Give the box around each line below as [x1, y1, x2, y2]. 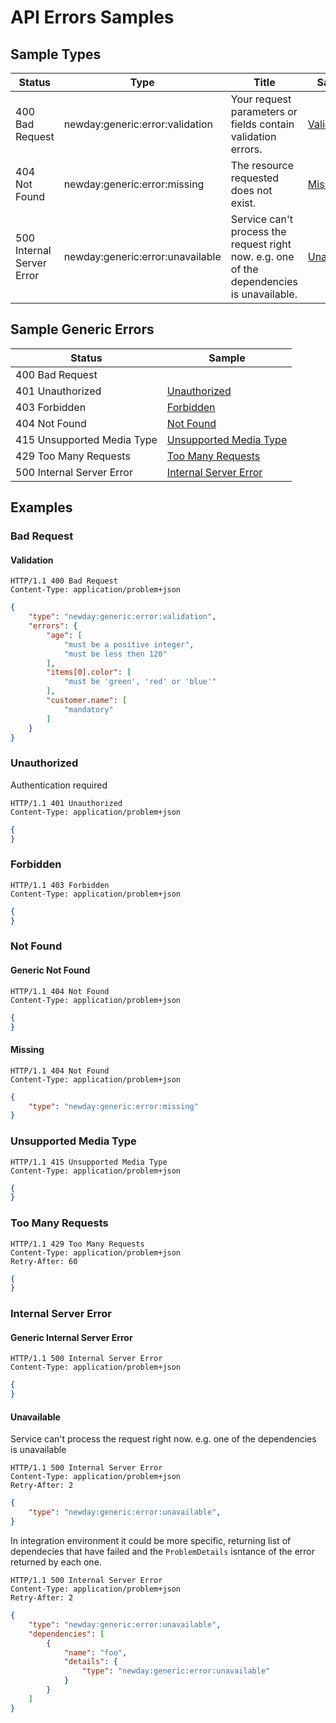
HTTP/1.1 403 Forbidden [10, 880, 110, 890]
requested [230, 171, 280, 185]
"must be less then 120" [63, 649, 168, 659]
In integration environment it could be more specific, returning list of [10, 1535, 292, 1547]
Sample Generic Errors [10, 321, 155, 338]
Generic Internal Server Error [10, 1331, 133, 1343]
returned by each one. [10, 1556, 102, 1568]
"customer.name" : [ [46, 696, 128, 706]
